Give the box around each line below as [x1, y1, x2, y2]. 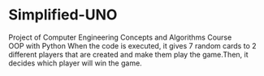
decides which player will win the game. [8, 58, 142, 68]
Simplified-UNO [8, 6, 118, 24]
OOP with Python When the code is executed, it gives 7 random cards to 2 [8, 40, 258, 50]
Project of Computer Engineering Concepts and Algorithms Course [8, 32, 232, 42]
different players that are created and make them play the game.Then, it [8, 49, 249, 59]
